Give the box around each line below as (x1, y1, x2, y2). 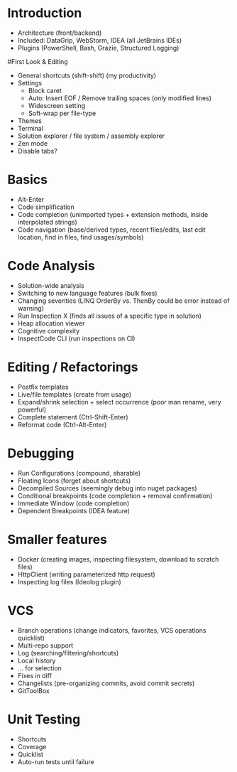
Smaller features (7, 531, 108, 547)
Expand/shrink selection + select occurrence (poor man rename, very (17, 397, 221, 406)
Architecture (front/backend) (17, 28, 102, 37)
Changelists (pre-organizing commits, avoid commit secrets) (17, 679, 195, 687)
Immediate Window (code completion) (17, 499, 130, 508)
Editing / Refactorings (7, 359, 138, 375)
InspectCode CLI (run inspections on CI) (17, 334, 136, 343)
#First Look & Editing (7, 57, 69, 65)
